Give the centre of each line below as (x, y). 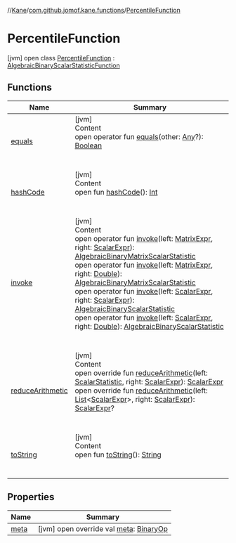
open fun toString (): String (118, 454)
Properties (31, 497)
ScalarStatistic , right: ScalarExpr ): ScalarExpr (149, 381)
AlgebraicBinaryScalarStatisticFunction (64, 65)
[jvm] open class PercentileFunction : (61, 58)
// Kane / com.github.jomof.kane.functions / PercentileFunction (94, 10)
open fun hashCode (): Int (116, 192)
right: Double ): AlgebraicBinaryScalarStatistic (149, 326)
